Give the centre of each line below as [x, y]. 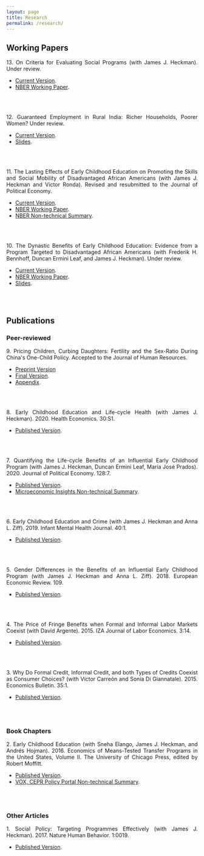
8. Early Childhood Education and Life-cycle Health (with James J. [102, 412]
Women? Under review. [36, 124]
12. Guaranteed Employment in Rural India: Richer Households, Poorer [102, 117]
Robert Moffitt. [25, 764]
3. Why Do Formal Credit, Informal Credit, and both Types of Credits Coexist [102, 672]
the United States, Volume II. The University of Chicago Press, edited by [102, 757]
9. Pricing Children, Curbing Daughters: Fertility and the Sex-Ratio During [102, 351]
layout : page [23, 12]
